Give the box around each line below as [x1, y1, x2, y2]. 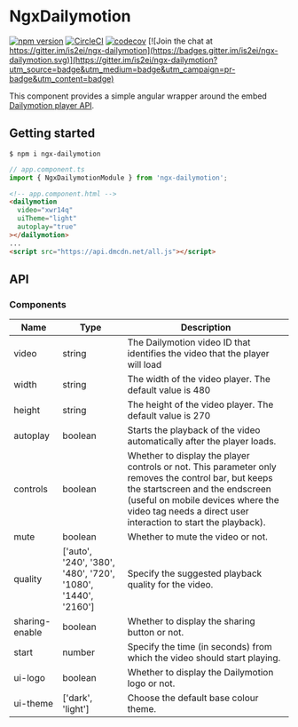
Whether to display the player [127, 450, 250, 462]
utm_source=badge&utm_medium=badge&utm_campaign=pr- [9, 64, 236, 75]
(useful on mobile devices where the [127, 494, 279, 507]
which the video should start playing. [127, 651, 281, 664]
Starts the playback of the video [127, 424, 261, 436]
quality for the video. [127, 579, 214, 591]
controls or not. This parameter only [127, 460, 277, 473]
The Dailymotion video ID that [127, 336, 251, 348]
